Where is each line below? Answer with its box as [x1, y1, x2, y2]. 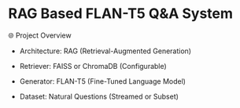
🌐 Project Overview [8, 31, 72, 40]
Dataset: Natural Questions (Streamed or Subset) [19, 92, 179, 101]
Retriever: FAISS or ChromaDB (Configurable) [19, 61, 167, 70]
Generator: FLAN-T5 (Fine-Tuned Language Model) [19, 76, 186, 86]
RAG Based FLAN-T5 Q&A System [8, 5, 234, 23]
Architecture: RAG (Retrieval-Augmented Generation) [19, 46, 191, 56]
